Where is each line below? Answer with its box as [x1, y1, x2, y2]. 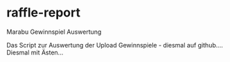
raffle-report [6, 5, 81, 21]
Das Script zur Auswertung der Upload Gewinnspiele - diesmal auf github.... [6, 41, 223, 49]
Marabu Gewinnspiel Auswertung [6, 28, 102, 36]
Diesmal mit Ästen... [6, 48, 64, 56]
